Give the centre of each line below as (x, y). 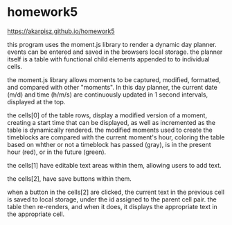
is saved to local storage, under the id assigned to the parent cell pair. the (112, 199)
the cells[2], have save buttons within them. (69, 178)
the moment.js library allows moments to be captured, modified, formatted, (114, 79)
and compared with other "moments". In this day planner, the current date (113, 87)
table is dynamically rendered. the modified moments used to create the (110, 130)
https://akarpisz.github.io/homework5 (61, 31)
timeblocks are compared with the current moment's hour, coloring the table (116, 137)
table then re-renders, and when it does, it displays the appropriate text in (113, 206)
